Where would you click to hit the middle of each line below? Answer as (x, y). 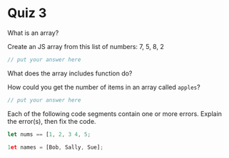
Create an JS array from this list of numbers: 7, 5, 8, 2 (86, 46)
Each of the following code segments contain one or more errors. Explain (115, 114)
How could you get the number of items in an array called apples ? (104, 87)
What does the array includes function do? (70, 73)
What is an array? (33, 33)
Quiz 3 (27, 13)
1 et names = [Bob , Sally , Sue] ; (55, 147)
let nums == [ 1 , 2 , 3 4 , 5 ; (49, 134)
